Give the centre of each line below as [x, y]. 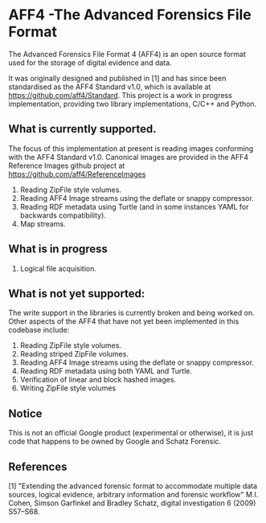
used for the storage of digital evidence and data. [90, 63]
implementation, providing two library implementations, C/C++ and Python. [133, 104]
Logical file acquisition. [58, 268]
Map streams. [43, 223]
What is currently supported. [82, 129]
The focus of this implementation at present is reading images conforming [131, 148]
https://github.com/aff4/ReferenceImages [77, 174]
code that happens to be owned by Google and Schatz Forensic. [115, 441]
